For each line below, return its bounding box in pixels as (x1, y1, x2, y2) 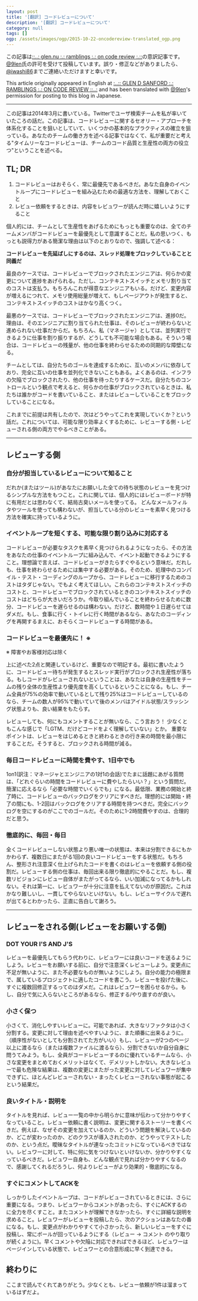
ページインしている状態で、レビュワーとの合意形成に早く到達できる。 (6, 1246, 176, 1253)
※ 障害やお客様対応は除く (6, 649, 68, 656)
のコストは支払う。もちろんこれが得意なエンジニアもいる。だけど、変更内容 (6, 285, 192, 292)
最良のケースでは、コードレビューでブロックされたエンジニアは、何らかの (6, 270, 187, 277)
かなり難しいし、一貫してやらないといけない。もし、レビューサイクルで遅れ (6, 890, 192, 897)
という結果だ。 (6, 1081, 42, 1088)
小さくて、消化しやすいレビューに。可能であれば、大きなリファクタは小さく (6, 1022, 192, 1029)
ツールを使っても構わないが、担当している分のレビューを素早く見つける (16, 506, 192, 513)
